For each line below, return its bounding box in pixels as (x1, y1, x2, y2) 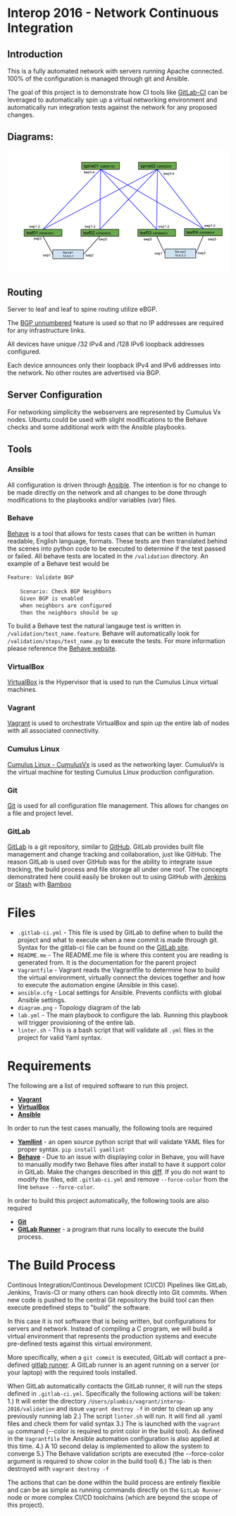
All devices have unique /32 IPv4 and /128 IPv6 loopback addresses (7, 340, 205, 348)
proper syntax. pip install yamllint (17, 1145, 125, 1153)
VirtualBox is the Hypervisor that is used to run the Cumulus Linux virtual (7, 678, 218, 686)
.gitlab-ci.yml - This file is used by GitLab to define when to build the (17, 928, 223, 937)
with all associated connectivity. (7, 727, 101, 735)
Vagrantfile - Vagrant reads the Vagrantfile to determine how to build (17, 966, 220, 975)
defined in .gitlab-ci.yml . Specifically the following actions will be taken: (7, 1389, 222, 1398)
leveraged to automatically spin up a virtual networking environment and (7, 95, 218, 104)
